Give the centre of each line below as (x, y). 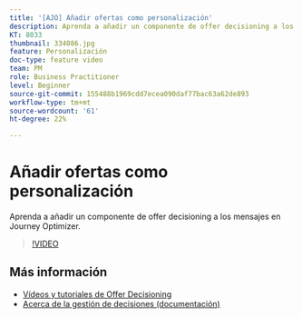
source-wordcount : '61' (54, 111)
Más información (58, 272)
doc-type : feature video (56, 60)
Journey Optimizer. (45, 226)
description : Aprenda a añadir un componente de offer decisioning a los (152, 26)
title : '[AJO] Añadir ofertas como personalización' (111, 18)
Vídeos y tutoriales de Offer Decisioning (97, 294)
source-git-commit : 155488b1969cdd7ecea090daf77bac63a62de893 (129, 94)
